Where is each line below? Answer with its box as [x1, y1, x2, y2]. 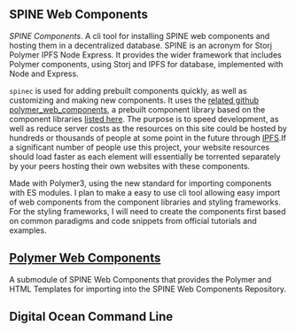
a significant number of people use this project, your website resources [9, 142, 270, 152]
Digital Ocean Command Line [9, 309, 174, 324]
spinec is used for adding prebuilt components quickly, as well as [9, 85, 247, 96]
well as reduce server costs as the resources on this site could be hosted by [9, 123, 288, 134]
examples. [9, 225, 47, 236]
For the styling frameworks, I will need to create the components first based [9, 205, 286, 216]
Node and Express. [9, 68, 79, 79]
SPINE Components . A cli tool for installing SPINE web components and [9, 30, 270, 41]
